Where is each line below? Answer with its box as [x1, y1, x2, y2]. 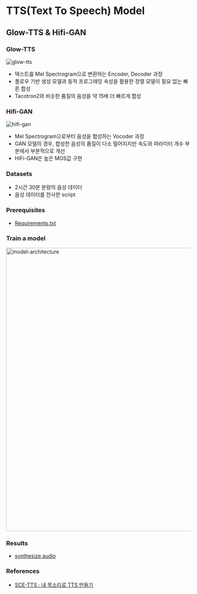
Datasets [6, 170, 32, 178]
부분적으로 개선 [30, 148, 66, 155]
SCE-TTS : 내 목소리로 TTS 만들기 [14, 581, 94, 588]
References [6, 567, 40, 575]
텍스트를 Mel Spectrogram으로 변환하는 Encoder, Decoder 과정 [14, 70, 163, 77]
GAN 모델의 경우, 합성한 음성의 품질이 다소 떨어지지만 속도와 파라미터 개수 [14, 140, 184, 147]
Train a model [6, 234, 46, 242]
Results [6, 539, 28, 547]
